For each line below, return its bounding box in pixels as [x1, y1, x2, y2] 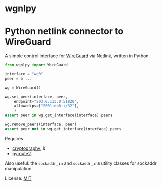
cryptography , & [12, 145, 46, 151]
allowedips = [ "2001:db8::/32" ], [14, 103, 79, 109]
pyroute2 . [12, 150, 32, 156]
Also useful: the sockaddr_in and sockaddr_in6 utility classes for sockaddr [5, 160, 157, 166]
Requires [5, 135, 23, 141]
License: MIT [5, 175, 32, 181]
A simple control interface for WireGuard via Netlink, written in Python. [5, 53, 150, 59]
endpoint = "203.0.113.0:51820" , [14, 99, 79, 104]
